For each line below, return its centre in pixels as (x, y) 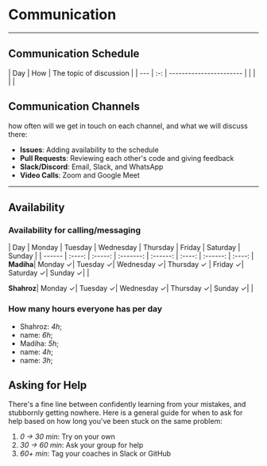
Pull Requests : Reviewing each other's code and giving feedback (127, 158)
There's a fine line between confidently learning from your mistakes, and (127, 405)
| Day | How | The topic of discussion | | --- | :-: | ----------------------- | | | (132, 72)
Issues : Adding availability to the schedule (89, 150)
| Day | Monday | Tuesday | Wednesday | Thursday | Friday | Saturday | (124, 248)
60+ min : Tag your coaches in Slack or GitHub (95, 454)
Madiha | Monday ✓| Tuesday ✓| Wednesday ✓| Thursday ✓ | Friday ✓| (126, 264)
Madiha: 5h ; (39, 343)
